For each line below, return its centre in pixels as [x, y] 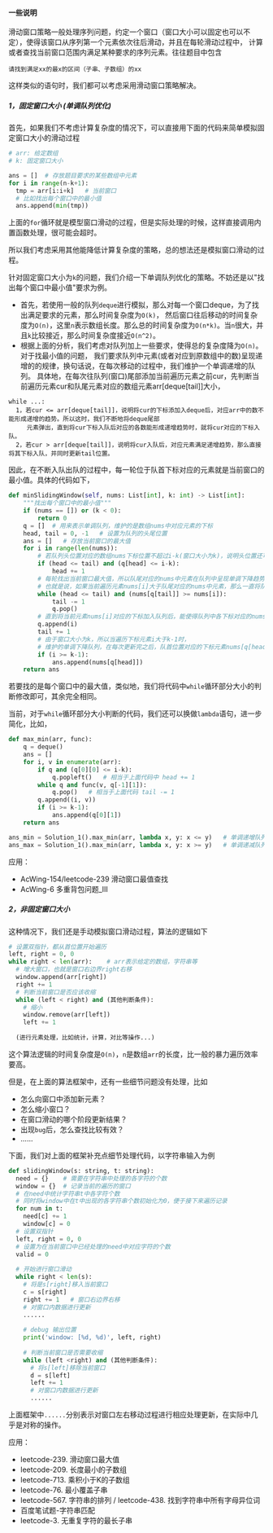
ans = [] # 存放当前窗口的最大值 [77, 541]
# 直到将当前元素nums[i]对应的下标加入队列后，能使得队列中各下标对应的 [145, 617]
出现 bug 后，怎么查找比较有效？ [72, 1129]
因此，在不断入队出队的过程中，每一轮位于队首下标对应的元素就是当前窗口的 [136, 470]
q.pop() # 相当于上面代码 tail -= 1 [113, 793]
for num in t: [39, 1209]
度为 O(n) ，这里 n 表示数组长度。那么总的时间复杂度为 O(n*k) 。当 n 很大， [138, 325]
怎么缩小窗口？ [45, 1109]
